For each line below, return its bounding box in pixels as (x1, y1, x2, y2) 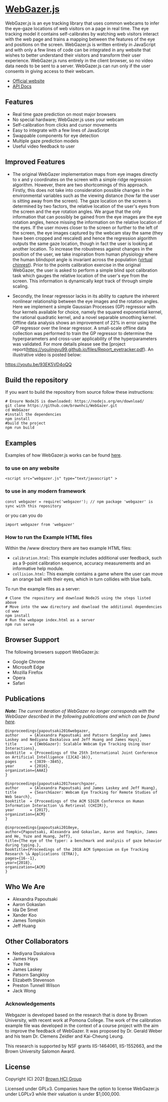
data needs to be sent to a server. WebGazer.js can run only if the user (5, 63, 151, 69)
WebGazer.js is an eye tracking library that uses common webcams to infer (5, 20, 159, 26)
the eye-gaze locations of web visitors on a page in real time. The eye (5, 25, 149, 31)
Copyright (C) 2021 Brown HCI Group (5, 1076, 81, 1082)
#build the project (5, 421, 46, 426)
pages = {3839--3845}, (5, 759, 64, 764)
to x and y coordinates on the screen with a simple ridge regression (12, 176, 151, 182)
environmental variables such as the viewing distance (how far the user (12, 192, 160, 198)
